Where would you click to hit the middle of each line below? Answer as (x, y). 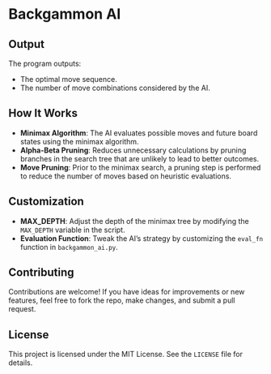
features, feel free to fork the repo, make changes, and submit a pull (122, 300)
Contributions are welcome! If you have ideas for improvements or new (127, 292)
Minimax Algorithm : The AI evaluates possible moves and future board (139, 133)
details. (21, 363)
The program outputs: (45, 63)
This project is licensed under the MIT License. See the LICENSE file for (125, 355)
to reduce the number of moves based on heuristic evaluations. (126, 176)
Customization (47, 202)
